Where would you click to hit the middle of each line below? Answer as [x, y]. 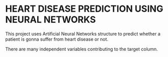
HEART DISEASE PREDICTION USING [84, 9]
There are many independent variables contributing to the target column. [82, 49]
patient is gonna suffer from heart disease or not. [57, 39]
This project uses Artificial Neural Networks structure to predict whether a [83, 34]
